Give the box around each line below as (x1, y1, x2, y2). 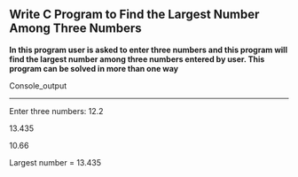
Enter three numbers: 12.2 (9, 105, 104, 116)
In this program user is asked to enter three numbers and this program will (9, 44, 288, 55)
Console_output (9, 80, 67, 91)
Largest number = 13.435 (9, 157, 102, 167)
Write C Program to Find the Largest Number (9, 7, 260, 22)
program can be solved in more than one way (9, 63, 179, 73)
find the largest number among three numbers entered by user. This (9, 53, 265, 65)
